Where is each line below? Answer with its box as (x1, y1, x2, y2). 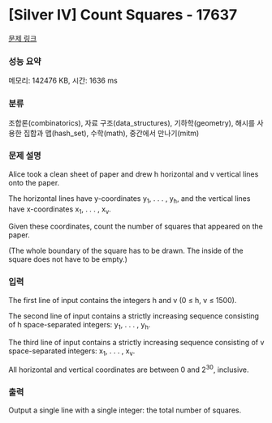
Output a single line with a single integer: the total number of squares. (8, 405, 242, 415)
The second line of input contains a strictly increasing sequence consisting (8, 310, 260, 321)
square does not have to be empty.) (8, 254, 128, 264)
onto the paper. (8, 177, 60, 187)
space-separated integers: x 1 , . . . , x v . (8, 346, 136, 357)
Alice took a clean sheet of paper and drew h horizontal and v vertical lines (8, 169, 259, 179)
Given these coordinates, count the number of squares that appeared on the (8, 221, 264, 232)
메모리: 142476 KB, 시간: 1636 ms (8, 75, 118, 86)
